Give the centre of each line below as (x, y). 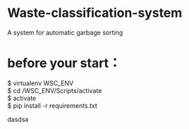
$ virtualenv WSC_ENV (41, 83)
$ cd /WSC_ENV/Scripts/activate (55, 90)
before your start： (64, 63)
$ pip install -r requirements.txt (52, 105)
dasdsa (18, 119)
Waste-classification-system (95, 13)
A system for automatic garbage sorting (65, 32)
